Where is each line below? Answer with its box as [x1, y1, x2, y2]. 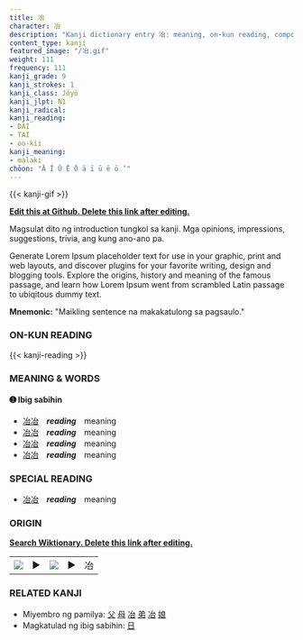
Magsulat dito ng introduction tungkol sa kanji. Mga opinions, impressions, [9, 224, 286, 234]
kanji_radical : [9, 105, 67, 114]
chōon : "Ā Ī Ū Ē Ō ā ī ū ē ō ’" [9, 164, 131, 173]
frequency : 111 [9, 64, 67, 73]
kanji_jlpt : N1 [9, 96, 67, 106]
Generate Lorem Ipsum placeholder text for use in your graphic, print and [9, 251, 281, 261]
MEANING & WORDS [9, 371, 101, 384]
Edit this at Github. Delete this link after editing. [9, 206, 190, 217]
